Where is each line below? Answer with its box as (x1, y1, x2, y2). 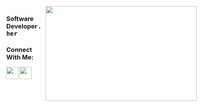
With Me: (6, 53, 34, 61)
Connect (6, 45, 32, 54)
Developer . (6, 22, 41, 30)
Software (6, 15, 34, 23)
